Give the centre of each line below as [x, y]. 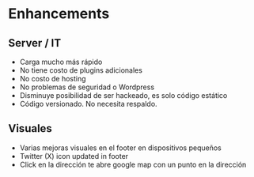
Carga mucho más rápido [61, 62]
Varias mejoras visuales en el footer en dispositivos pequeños [120, 148]
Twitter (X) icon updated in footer [74, 156]
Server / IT [35, 43]
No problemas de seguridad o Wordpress [87, 87]
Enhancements [59, 14]
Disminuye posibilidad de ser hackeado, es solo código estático [123, 95]
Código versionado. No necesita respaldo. [88, 104]
